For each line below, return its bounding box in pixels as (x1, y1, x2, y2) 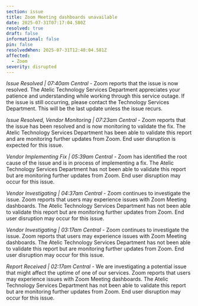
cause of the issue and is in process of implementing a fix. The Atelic (6, 159, 174, 166)
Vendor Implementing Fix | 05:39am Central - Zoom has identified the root (6, 153, 187, 160)
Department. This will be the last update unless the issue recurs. (6, 105, 163, 112)
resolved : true (6, 25, 44, 31)
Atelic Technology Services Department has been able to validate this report (6, 129, 192, 136)
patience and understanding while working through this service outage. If (6, 92, 185, 99)
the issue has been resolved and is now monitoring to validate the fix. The (6, 123, 186, 130)
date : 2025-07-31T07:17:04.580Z (6, 20, 86, 25)
